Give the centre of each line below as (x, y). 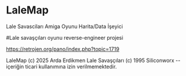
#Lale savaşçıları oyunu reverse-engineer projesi (65, 37)
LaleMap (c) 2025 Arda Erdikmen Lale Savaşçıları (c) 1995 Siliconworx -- (93, 60)
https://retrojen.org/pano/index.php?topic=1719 (63, 49)
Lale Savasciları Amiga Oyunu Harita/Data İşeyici (65, 26)
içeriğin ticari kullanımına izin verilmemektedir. (62, 66)
